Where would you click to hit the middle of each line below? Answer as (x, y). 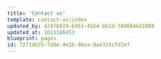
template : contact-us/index (47, 20)
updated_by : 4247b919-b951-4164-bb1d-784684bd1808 (81, 26)
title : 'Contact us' (37, 13)
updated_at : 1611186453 (41, 32)
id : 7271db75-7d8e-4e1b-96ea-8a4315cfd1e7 (69, 45)
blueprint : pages (32, 39)
